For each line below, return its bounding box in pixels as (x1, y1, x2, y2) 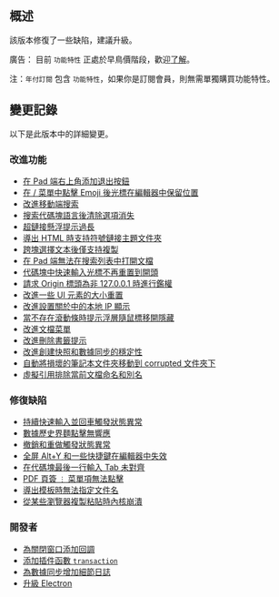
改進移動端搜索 (22, 198, 79, 209)
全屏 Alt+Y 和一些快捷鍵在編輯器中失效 (22, 450, 167, 461)
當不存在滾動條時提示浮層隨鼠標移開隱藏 (22, 312, 174, 323)
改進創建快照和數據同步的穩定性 (22, 346, 143, 357)
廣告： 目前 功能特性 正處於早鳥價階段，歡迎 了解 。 (9, 54, 195, 65)
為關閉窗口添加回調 (22, 543, 95, 554)
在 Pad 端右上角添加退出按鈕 (22, 176, 130, 187)
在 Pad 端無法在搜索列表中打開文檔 (22, 255, 154, 266)
